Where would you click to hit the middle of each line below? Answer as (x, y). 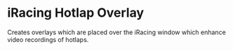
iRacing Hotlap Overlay (76, 13)
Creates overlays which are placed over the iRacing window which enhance (116, 32)
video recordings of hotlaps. (48, 39)
